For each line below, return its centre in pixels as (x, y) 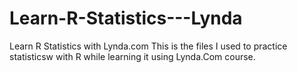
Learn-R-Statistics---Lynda (126, 18)
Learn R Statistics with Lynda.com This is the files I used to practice (148, 46)
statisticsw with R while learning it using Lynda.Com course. (132, 56)
